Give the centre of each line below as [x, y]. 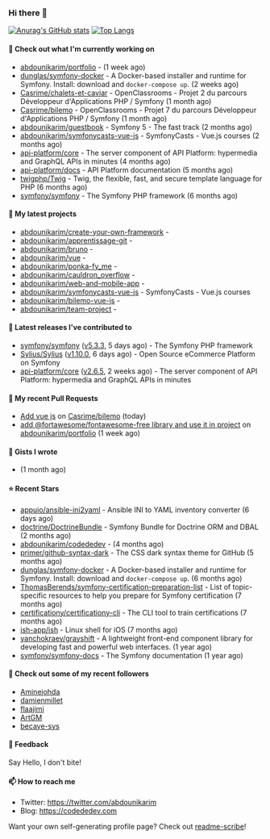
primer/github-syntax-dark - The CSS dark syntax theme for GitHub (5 [137, 553]
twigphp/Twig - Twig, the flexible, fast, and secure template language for [141, 178]
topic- [243, 586]
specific [33, 595]
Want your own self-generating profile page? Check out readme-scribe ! [127, 827]
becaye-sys [40, 726]
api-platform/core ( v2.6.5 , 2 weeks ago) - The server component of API [139, 371]
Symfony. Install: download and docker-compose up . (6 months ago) [131, 578]
